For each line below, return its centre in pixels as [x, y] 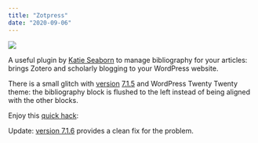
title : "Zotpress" [38, 15]
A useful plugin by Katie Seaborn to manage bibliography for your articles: [128, 60]
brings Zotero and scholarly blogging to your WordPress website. [113, 68]
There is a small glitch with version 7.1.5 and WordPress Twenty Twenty [123, 83]
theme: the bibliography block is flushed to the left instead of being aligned [129, 92]
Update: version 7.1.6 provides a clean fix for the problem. [101, 130]
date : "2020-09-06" [40, 23]
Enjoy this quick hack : [44, 115]
